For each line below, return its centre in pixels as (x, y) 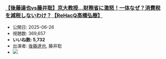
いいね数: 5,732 (29, 40)
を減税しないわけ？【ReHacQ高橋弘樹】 (54, 15)
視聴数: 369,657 (29, 33)
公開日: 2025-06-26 (33, 27)
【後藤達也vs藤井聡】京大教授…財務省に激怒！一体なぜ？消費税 (83, 7)
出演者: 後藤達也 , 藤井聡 (37, 46)
